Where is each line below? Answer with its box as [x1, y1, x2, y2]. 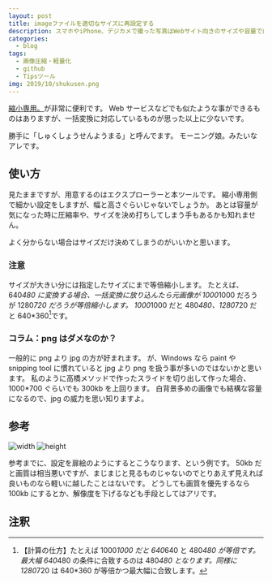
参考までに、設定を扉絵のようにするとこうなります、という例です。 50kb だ [8, 458, 262, 468]
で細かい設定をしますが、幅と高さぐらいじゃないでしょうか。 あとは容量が [8, 200, 258, 209]
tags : [8, 50, 27, 58]
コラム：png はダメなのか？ [8, 333, 117, 344]
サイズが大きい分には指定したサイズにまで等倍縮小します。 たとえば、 [8, 279, 244, 289]
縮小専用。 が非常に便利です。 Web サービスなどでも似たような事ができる [8, 103, 253, 113]
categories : [8, 34, 49, 43]
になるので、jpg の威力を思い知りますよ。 [8, 393, 148, 403]
